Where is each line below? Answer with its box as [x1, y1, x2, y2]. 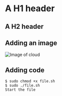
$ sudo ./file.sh [5, 83, 40, 88]
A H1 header [5, 3, 55, 14]
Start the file [5, 87, 36, 93]
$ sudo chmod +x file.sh [5, 79, 55, 84]
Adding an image [5, 38, 57, 47]
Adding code [5, 66, 45, 74]
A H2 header [5, 22, 44, 31]
